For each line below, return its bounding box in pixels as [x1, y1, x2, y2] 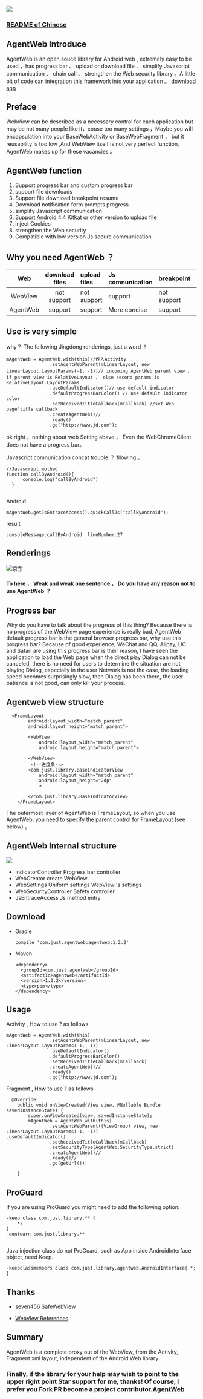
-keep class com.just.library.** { [6, 1215, 96, 1222]
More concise [108, 306, 147, 314]
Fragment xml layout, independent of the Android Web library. [6, 1354, 160, 1361]
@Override [11, 1097, 36, 1103]
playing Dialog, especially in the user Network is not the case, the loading [6, 666, 189, 674]
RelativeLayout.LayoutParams [6, 379, 80, 385]
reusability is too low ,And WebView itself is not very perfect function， [6, 140, 183, 148]
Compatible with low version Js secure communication [14, 233, 152, 240]
